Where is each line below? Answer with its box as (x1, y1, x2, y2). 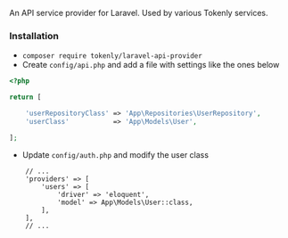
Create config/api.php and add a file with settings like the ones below (21, 60, 280, 70)
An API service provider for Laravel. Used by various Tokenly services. (9, 8, 269, 18)
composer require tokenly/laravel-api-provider (21, 52, 202, 61)
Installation (9, 29, 60, 42)
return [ (9, 93, 42, 102)
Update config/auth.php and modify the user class (21, 149, 210, 160)
